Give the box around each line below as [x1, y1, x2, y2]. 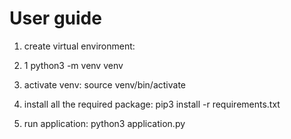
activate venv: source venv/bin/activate [23, 78, 187, 91]
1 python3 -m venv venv [23, 59, 124, 71]
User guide [9, 7, 102, 30]
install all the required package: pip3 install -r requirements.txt [23, 98, 281, 110]
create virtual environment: [23, 40, 136, 52]
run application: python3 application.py [23, 117, 186, 129]
